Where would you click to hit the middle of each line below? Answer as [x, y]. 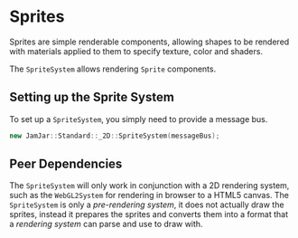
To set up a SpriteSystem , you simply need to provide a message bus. [139, 119]
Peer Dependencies [66, 164]
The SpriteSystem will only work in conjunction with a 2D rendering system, [149, 186]
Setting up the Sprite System [92, 97]
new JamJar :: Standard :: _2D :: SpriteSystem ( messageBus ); [115, 136]
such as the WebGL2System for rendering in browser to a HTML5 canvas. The [149, 195]
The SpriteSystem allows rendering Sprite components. [113, 69]
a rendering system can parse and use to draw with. [106, 224]
